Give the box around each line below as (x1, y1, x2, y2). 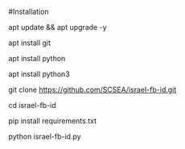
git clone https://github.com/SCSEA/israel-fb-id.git (8, 85, 177, 94)
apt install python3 (8, 69, 70, 79)
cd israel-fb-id (8, 101, 56, 110)
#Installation (8, 7, 50, 16)
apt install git (8, 38, 51, 48)
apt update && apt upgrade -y (8, 23, 107, 31)
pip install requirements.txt (8, 116, 97, 126)
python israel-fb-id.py (8, 132, 82, 141)
